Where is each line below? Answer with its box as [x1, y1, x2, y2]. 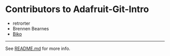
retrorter [12, 20, 30, 26]
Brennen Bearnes [12, 25, 49, 31]
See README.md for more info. [5, 45, 71, 51]
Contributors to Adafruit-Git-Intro [5, 4, 149, 15]
